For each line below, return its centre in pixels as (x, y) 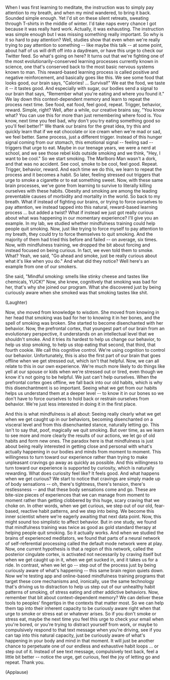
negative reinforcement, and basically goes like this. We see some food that (84, 78)
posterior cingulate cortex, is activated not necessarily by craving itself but (83, 554)
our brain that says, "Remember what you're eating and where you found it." (85, 94)
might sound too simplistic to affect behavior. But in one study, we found (81, 522)
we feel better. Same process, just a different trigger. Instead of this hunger (84, 137)
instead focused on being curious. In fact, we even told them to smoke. (79, 250)
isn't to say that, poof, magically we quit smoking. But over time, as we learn (85, 430)
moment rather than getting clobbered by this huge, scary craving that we (82, 500)
